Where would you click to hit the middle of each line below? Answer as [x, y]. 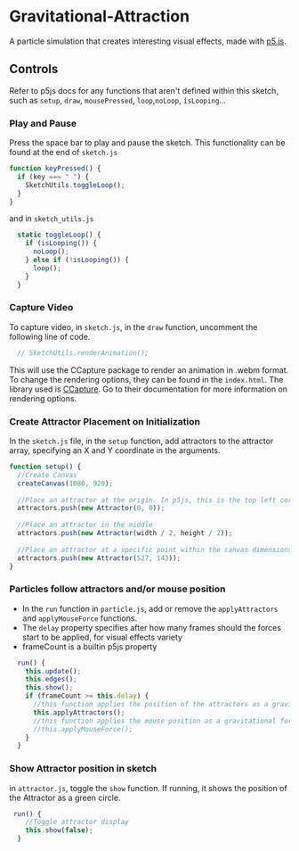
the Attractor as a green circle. [65, 797]
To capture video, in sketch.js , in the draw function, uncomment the [133, 326]
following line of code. [50, 336]
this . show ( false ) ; [59, 830]
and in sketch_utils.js [52, 219]
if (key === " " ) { [53, 177]
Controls [34, 69]
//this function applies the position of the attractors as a [150, 705]
